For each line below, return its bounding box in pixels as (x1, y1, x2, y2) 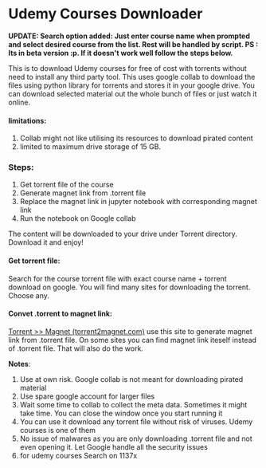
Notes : (8, 359, 31, 368)
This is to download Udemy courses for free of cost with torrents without (8, 63, 247, 73)
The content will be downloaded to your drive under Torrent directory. (8, 229, 237, 239)
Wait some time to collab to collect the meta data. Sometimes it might (19, 399, 248, 409)
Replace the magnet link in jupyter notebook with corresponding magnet (19, 197, 257, 206)
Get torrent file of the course (19, 180, 114, 190)
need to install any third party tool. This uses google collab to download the (8, 72, 256, 81)
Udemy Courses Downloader (8, 5, 203, 23)
